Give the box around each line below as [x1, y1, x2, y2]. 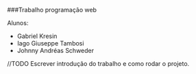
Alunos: [7, 19, 29, 26]
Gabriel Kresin [16, 32, 58, 40]
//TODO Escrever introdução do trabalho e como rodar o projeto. [7, 60, 190, 67]
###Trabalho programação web [7, 6, 97, 14]
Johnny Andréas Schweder [16, 47, 95, 54]
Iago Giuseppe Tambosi [16, 39, 84, 47]
